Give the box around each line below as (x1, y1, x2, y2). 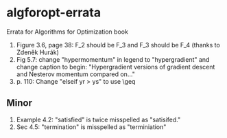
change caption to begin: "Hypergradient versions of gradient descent (16, 62, 215, 71)
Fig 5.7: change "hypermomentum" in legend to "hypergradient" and (16, 55, 210, 63)
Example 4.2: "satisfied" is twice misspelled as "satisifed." (16, 115, 181, 124)
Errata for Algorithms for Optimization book (6, 27, 128, 36)
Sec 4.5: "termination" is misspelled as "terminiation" (16, 122, 167, 131)
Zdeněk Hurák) (16, 48, 59, 56)
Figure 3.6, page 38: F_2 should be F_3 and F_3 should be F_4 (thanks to (16, 41, 220, 49)
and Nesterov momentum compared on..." (16, 70, 135, 78)
